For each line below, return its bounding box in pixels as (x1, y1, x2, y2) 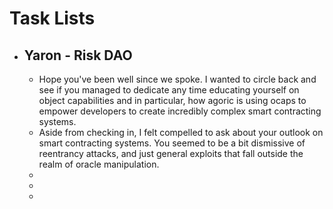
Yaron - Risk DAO (23, 47, 133, 64)
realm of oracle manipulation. (38, 158, 160, 170)
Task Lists (9, 7, 96, 30)
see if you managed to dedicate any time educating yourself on (38, 84, 300, 96)
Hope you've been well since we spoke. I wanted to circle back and (38, 73, 317, 85)
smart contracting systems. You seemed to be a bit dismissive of (38, 137, 306, 149)
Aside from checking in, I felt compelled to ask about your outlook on (38, 127, 324, 138)
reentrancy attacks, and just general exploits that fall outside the (38, 148, 304, 159)
